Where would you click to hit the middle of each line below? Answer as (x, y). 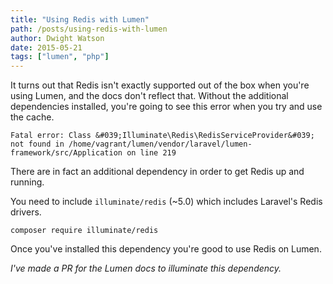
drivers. (26, 212)
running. (27, 182)
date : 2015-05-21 (46, 47)
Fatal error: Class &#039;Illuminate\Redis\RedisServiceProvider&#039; (162, 136)
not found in (37, 144)
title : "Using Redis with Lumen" (80, 19)
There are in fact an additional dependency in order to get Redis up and (157, 172)
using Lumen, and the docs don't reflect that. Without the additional (149, 96)
